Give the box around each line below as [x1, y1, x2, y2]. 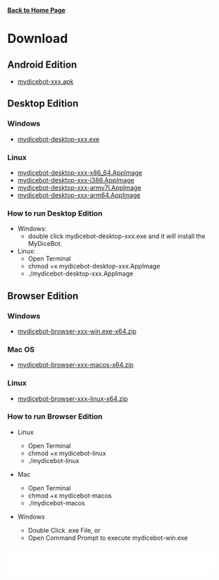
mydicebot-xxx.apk [17, 78, 74, 85]
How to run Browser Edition [7, 412, 104, 421]
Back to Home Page [7, 6, 65, 14]
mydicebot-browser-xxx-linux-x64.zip [17, 394, 128, 402]
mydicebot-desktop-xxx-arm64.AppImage [17, 190, 141, 199]
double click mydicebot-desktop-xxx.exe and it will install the [27, 232, 206, 240]
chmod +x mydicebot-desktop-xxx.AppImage [27, 262, 161, 271]
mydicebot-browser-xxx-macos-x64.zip [17, 361, 134, 369]
